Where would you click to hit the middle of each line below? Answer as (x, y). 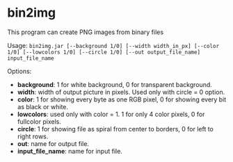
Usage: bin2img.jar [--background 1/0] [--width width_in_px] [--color (113, 45)
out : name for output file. (53, 143)
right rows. (33, 136)
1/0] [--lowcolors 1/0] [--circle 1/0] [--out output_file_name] (104, 52)
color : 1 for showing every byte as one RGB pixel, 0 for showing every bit (122, 99)
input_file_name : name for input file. (70, 151)
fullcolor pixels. (39, 121)
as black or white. (42, 106)
